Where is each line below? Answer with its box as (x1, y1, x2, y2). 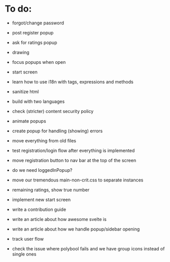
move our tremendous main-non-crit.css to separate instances (12, 177, 144, 183)
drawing (12, 49, 30, 55)
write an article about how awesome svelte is (12, 216, 107, 222)
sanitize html (12, 88, 39, 94)
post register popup (12, 29, 54, 35)
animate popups (12, 118, 46, 124)
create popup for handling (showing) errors (12, 128, 103, 134)
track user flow (12, 236, 44, 242)
